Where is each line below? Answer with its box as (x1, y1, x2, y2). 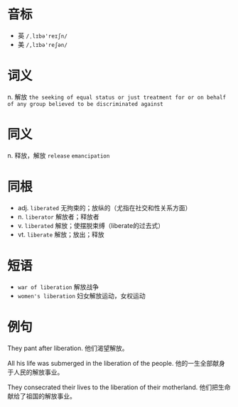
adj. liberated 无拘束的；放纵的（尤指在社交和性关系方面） (17, 203, 192, 212)
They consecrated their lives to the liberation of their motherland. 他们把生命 (7, 383, 231, 391)
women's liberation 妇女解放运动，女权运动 (17, 291, 146, 300)
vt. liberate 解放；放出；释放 (17, 230, 104, 239)
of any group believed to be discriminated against (7, 100, 163, 107)
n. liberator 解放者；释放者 (17, 212, 99, 221)
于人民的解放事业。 (7, 367, 64, 376)
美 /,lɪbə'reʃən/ (17, 40, 67, 48)
